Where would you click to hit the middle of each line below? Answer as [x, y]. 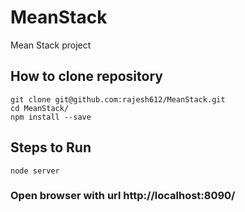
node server [35, 171]
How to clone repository [86, 76]
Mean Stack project [51, 45]
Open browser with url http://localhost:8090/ [123, 196]
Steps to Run [51, 147]
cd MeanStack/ [40, 108]
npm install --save [51, 117]
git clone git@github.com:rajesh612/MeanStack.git [118, 99]
